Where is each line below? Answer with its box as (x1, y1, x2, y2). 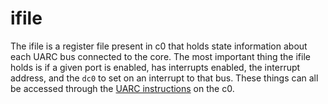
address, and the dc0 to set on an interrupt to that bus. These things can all (10, 72, 319, 84)
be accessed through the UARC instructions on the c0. (10, 82, 235, 94)
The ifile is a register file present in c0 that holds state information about (10, 40, 308, 52)
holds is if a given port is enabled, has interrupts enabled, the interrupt (10, 61, 301, 73)
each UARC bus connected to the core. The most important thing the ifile (10, 50, 311, 62)
